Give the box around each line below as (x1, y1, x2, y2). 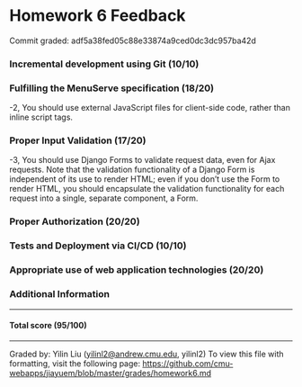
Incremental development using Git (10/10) (9, 58, 200, 70)
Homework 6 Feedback (9, 5, 186, 26)
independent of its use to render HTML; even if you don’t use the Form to (9, 174, 280, 184)
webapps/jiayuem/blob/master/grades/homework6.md (9, 367, 212, 378)
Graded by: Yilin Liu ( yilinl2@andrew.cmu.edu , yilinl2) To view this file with (9, 348, 284, 359)
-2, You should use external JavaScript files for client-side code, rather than (9, 103, 290, 113)
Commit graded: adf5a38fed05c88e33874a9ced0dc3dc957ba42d (9, 35, 256, 46)
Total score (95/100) (9, 320, 87, 331)
